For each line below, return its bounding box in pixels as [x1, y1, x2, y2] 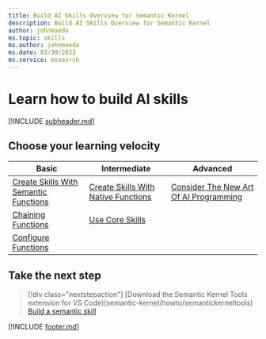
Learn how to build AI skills [8, 91, 188, 108]
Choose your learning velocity [8, 140, 161, 153]
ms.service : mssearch [8, 56, 80, 64]
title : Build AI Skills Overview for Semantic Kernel [8, 11, 190, 20]
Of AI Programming [170, 191, 243, 202]
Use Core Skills [89, 214, 146, 225]
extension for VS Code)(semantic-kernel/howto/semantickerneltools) [27, 299, 253, 308]
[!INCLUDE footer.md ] [8, 322, 80, 332]
